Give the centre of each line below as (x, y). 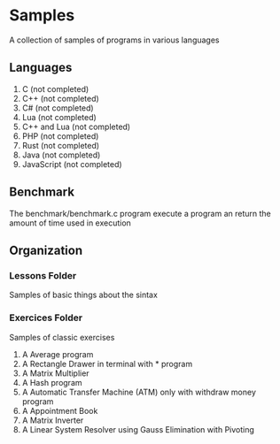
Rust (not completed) (61, 145)
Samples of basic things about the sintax (83, 295)
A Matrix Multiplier (56, 373)
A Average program (58, 354)
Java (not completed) (61, 155)
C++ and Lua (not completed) (76, 126)
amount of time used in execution (70, 223)
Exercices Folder (46, 318)
